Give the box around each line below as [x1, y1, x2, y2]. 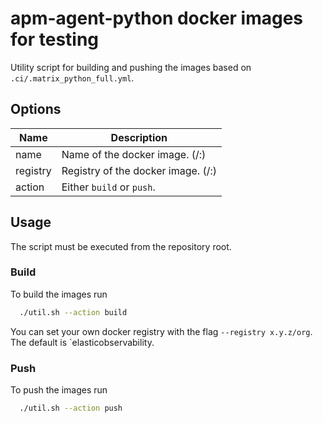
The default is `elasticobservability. [10, 336, 155, 348]
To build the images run [10, 288, 108, 300]
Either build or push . [61, 180, 156, 194]
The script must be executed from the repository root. [10, 240, 232, 252]
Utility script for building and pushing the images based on [10, 61, 252, 73]
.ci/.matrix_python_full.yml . [10, 72, 135, 84]
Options [10, 101, 62, 118]
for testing [10, 28, 100, 51]
